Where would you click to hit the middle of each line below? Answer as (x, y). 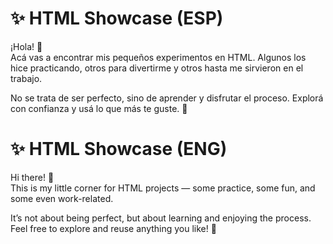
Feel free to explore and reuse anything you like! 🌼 (113, 228)
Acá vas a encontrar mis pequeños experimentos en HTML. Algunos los (158, 57)
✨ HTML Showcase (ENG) (119, 149)
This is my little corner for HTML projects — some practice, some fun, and (163, 188)
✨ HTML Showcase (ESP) (117, 18)
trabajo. (26, 78)
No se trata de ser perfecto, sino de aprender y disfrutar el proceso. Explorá (167, 98)
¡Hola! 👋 (26, 46)
